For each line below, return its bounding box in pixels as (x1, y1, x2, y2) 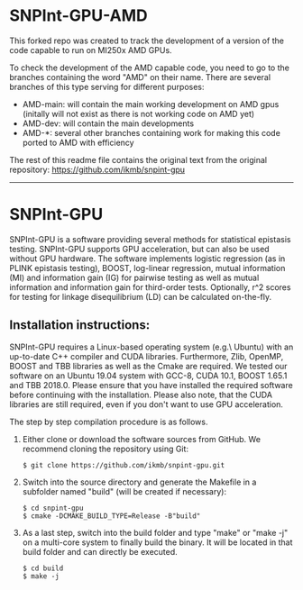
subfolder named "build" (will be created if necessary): (22, 486, 227, 496)
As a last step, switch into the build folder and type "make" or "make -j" (22, 527, 289, 538)
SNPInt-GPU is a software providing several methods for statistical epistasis (9, 233, 291, 244)
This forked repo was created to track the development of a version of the (9, 35, 284, 46)
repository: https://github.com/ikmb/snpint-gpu (9, 164, 186, 175)
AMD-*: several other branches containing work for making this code (22, 127, 281, 138)
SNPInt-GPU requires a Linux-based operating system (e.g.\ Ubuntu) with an (9, 341, 294, 352)
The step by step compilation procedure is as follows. (9, 416, 209, 427)
